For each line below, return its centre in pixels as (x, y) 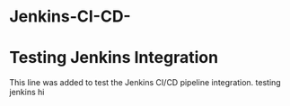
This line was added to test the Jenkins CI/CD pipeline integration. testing (145, 83)
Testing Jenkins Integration (114, 58)
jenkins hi (27, 93)
